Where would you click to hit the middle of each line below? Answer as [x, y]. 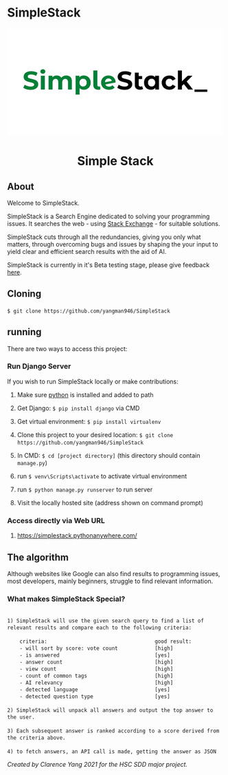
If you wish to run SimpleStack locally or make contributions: [93, 381]
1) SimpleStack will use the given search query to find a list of [106, 621]
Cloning [24, 294]
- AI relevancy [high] [96, 683]
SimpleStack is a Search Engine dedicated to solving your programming [109, 216]
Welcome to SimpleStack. [44, 203]
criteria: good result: [106, 641]
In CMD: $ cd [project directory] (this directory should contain [109, 455]
